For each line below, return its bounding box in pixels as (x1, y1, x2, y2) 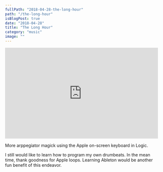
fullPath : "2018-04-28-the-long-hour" (5, 7, 83, 12)
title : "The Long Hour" (5, 25, 53, 30)
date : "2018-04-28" (5, 20, 45, 26)
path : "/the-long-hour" (5, 12, 53, 16)
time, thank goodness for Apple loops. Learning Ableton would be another (5, 157, 153, 163)
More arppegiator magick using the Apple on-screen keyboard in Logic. (5, 142, 148, 148)
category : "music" (5, 30, 42, 34)
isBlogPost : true (5, 16, 40, 21)
